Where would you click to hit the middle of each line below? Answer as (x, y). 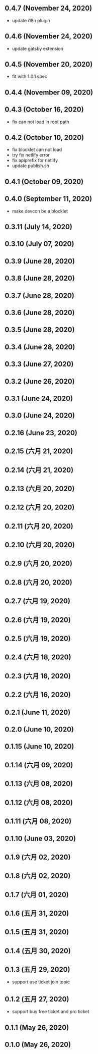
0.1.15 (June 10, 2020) (39, 747)
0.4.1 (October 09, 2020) (44, 181)
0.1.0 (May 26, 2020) (38, 1045)
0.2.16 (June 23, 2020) (41, 433)
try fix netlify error (31, 155)
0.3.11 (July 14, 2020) (38, 227)
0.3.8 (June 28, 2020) (40, 278)
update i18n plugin (31, 20)
